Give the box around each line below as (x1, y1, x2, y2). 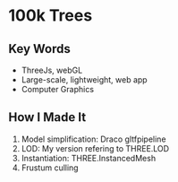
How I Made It (8, 109, 87, 126)
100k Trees (8, 5, 93, 26)
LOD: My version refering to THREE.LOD (21, 143, 170, 153)
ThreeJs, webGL (21, 65, 83, 75)
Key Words (8, 41, 71, 56)
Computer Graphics (21, 84, 95, 94)
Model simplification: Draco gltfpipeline (21, 134, 166, 144)
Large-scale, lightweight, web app (21, 74, 148, 85)
